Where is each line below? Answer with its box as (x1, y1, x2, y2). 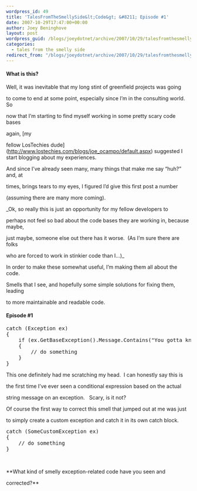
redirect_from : (6, 52, 43, 58)
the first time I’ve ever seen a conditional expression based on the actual (6, 382, 182, 390)
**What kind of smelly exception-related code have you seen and (6, 468, 166, 475)
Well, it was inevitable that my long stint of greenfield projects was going (6, 83, 182, 90)
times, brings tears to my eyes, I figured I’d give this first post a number (6, 182, 178, 189)
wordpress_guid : (6, 36, 46, 42)
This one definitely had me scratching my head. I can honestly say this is (6, 371, 184, 378)
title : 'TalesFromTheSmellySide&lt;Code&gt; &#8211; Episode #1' (6, 14, 169, 20)
